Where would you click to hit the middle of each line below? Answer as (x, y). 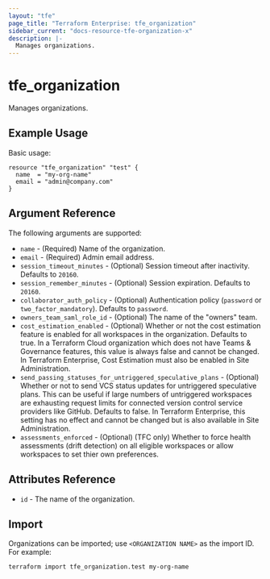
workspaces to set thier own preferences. (89, 454)
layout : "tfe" (32, 16)
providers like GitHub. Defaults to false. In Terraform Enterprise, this (133, 411)
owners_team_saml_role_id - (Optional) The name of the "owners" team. (139, 317)
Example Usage (48, 133)
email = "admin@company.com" (64, 181)
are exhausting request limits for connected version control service (131, 402)
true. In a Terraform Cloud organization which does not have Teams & (135, 343)
